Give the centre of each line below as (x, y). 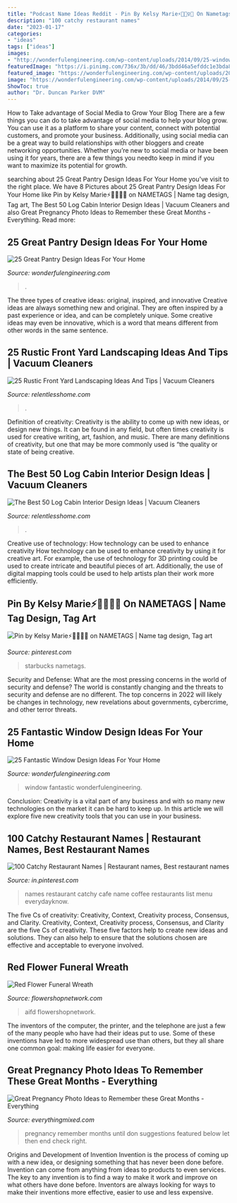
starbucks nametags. (55, 666)
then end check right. (56, 1141)
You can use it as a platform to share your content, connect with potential (114, 128)
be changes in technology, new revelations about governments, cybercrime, (118, 702)
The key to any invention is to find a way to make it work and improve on (112, 1177)
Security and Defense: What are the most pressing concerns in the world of (117, 680)
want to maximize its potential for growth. (67, 165)
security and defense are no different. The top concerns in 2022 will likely (115, 695)
